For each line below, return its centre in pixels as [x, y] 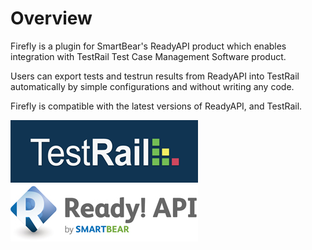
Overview [51, 18]
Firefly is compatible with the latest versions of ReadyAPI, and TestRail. [156, 106]
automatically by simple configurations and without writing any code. [152, 86]
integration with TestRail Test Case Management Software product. [148, 56]
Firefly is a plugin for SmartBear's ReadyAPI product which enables [148, 46]
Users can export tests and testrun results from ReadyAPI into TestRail [155, 76]
